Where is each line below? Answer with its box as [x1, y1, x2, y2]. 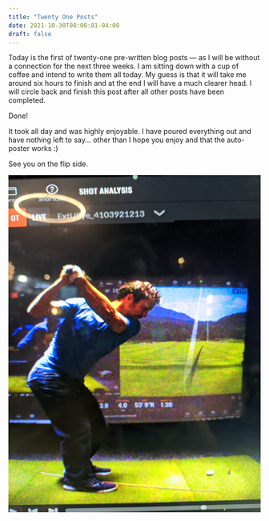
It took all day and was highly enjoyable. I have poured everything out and [8, 127, 252, 136]
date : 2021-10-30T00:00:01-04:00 [8, 21, 120, 30]
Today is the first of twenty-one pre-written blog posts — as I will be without [8, 53, 260, 63]
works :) [31, 144, 58, 153]
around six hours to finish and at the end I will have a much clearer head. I [8, 79, 252, 88]
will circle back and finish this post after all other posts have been [8, 87, 225, 96]
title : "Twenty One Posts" [8, 13, 98, 21]
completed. [8, 96, 46, 105]
